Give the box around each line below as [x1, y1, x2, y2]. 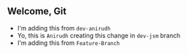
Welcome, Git [7, 6, 67, 17]
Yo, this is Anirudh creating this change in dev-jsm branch [17, 31, 181, 39]
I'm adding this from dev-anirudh [17, 24, 111, 32]
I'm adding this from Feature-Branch [17, 38, 120, 47]
